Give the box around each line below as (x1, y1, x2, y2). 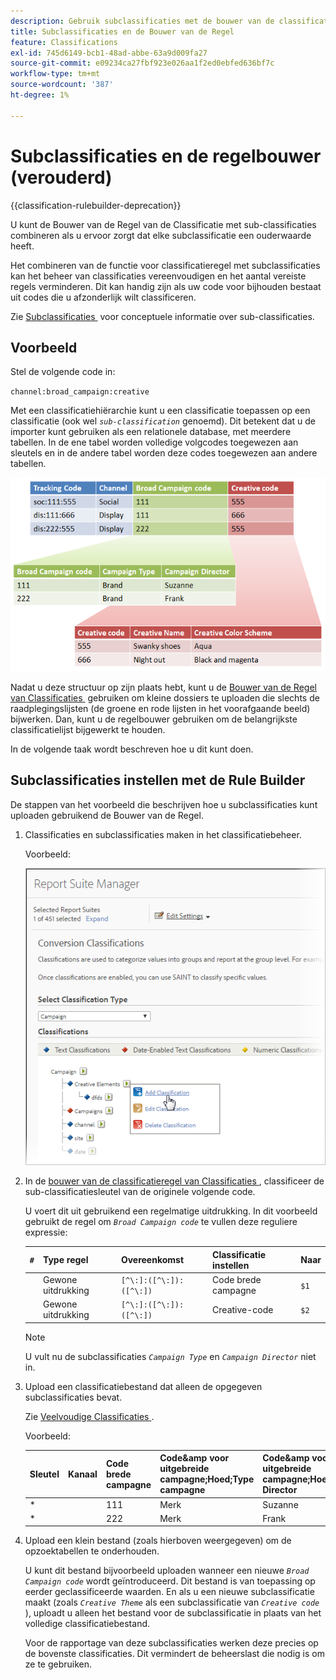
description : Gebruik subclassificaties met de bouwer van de (10, 16, 275, 26)
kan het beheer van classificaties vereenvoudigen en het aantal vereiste (10, 270, 307, 282)
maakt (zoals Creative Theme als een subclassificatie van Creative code (24, 1596, 320, 1609)
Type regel (42, 1254, 89, 1266)
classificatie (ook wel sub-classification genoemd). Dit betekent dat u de (10, 415, 316, 427)
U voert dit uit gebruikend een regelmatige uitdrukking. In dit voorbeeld (24, 1205, 318, 1217)
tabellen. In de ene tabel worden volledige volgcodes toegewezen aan (10, 436, 299, 449)
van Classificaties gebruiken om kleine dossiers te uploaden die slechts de (10, 691, 320, 704)
